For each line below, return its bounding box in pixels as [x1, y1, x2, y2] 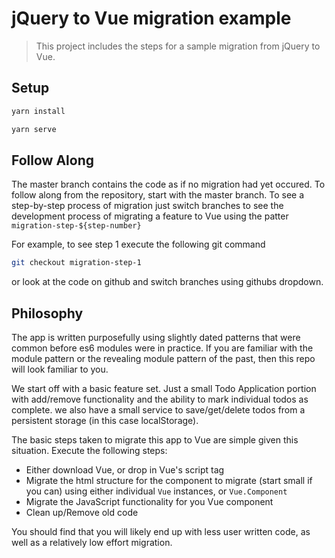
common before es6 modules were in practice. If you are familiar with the [11, 342, 314, 354]
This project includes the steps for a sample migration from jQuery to [35, 40, 321, 52]
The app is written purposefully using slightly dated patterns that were [11, 332, 301, 343]
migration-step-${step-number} [11, 221, 142, 231]
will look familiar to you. [11, 363, 109, 375]
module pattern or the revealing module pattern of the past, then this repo [11, 353, 316, 364]
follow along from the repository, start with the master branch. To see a [11, 189, 305, 201]
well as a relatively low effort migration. [11, 537, 173, 548]
